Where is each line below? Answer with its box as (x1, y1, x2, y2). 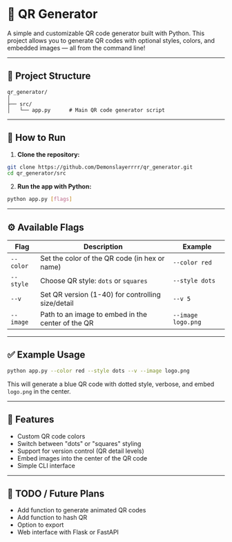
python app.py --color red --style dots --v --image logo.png (7, 367, 190, 374)
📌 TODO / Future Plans (7, 487, 105, 499)
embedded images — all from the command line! (7, 43, 146, 52)
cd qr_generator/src (7, 170, 67, 177)
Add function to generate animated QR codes (17, 506, 146, 514)
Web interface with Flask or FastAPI (17, 528, 119, 536)
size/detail (40, 298, 74, 308)
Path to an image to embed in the (40, 310, 147, 319)
